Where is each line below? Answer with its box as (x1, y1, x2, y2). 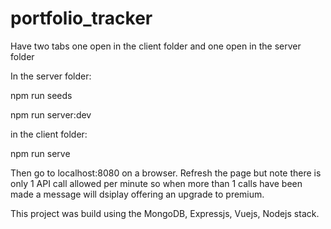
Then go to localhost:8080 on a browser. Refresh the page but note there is (10, 167, 322, 179)
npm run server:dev (10, 108, 92, 121)
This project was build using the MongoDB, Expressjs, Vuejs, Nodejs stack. (10, 207, 320, 219)
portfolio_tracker (10, 7, 153, 30)
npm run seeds (10, 89, 73, 101)
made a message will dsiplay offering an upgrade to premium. (10, 188, 265, 200)
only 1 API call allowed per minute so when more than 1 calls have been (10, 177, 303, 189)
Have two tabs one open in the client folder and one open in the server (10, 40, 302, 52)
